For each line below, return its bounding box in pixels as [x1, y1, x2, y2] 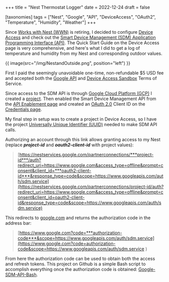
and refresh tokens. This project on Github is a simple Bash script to [5, 261, 146, 267]
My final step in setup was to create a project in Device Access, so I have [5, 116, 157, 122]
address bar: [5, 220, 32, 226]
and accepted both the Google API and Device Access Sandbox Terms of [5, 75, 157, 81]
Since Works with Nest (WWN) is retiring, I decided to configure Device [5, 29, 153, 35]
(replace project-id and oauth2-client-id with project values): [5, 142, 134, 148]
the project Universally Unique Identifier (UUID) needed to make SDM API [5, 122, 157, 127]
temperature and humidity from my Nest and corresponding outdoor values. [5, 50, 162, 56]
